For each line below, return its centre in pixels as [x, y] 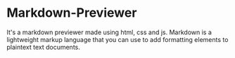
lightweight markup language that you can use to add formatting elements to [118, 39]
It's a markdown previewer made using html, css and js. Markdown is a [109, 32]
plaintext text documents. [43, 47]
